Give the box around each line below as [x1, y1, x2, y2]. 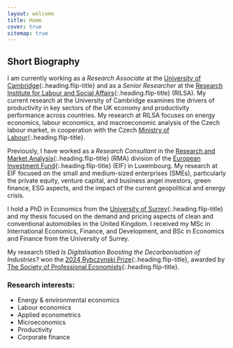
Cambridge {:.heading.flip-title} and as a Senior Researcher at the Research [7, 82, 223, 90]
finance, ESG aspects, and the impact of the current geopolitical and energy [7, 184, 226, 192]
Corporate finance [17, 333, 70, 342]
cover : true [7, 23, 42, 30]
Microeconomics [17, 318, 66, 326]
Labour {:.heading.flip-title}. [7, 133, 86, 142]
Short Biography [7, 55, 80, 67]
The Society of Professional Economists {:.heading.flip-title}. [7, 263, 180, 271]
